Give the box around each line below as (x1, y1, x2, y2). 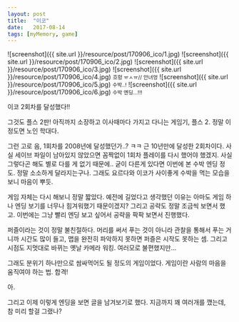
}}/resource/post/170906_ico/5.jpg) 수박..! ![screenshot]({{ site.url (7, 80, 198, 89)
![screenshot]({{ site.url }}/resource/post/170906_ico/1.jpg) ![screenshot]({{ (7, 50, 229, 59)
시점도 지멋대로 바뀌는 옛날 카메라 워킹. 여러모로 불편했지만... (7, 243, 177, 252)
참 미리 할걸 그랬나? (7, 307, 63, 316)
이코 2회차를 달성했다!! (7, 103, 71, 111)
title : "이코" (7, 17, 50, 24)
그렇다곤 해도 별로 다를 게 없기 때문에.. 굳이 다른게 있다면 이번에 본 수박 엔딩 (7, 160, 218, 168)
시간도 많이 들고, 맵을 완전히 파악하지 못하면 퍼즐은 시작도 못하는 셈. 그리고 (20, 235, 228, 243)
